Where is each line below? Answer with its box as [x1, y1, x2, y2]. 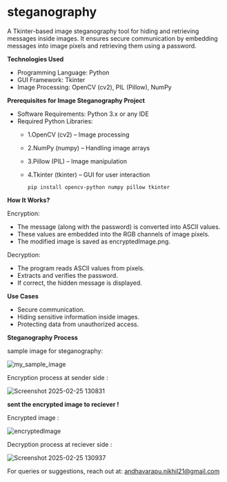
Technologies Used [7, 54, 64, 63]
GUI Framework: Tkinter [17, 75, 86, 83]
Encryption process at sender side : [7, 373, 108, 381]
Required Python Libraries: [17, 117, 93, 125]
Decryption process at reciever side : [7, 440, 112, 448]
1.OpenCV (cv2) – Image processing [27, 130, 130, 139]
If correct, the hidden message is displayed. [17, 279, 143, 287]
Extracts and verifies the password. [17, 271, 119, 279]
